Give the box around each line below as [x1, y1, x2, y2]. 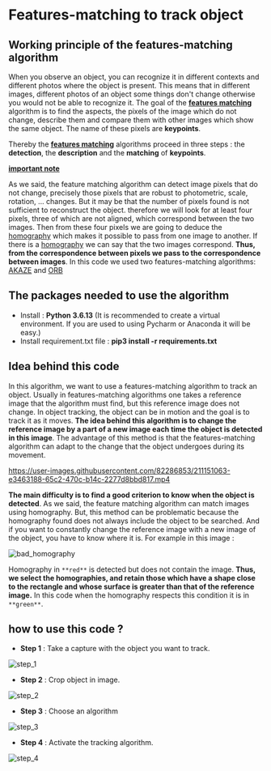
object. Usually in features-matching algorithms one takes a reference [8, 390, 242, 399]
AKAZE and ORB [8, 266, 63, 275]
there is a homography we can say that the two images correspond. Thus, [8, 240, 256, 249]
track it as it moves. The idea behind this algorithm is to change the [8, 415, 237, 425]
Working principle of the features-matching [8, 38, 233, 52]
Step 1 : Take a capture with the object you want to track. [19, 644, 210, 654]
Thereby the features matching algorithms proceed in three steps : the [8, 139, 245, 149]
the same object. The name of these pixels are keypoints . [8, 124, 201, 133]
